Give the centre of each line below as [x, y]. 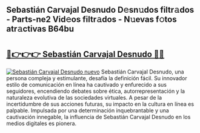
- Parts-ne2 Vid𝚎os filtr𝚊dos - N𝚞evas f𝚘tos [92, 20]
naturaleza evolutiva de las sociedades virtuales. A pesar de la [84, 97]
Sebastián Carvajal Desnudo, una [142, 72]
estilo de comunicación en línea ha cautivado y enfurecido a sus [86, 85]
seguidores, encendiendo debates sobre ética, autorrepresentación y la [96, 91]
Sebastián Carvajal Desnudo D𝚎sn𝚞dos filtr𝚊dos [100, 10]
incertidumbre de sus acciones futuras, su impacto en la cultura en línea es [100, 104]
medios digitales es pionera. [42, 123]
